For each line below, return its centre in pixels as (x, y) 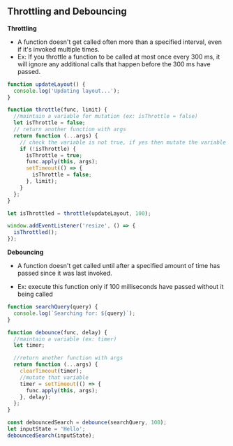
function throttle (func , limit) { (58, 110)
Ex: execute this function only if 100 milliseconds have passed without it (121, 287)
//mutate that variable (54, 377)
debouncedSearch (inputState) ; (51, 436)
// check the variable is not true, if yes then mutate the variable (123, 142)
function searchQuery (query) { (53, 307)
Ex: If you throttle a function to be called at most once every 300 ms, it (119, 57)
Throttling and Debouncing (67, 12)
